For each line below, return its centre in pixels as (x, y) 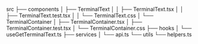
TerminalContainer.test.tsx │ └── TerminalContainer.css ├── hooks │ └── (99, 28)
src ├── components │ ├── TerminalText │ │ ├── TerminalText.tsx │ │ (95, 9)
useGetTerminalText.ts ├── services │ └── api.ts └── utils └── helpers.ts (99, 34)
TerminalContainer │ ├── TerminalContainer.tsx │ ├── (74, 22)
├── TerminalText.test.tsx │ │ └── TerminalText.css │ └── (80, 15)
